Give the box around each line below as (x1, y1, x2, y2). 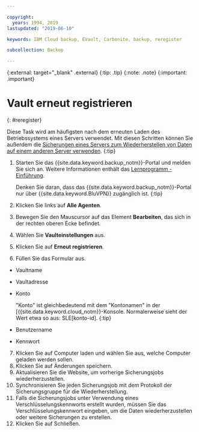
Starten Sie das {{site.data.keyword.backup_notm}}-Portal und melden (15, 159, 191, 167)
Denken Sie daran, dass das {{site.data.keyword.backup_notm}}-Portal (15, 183, 192, 191)
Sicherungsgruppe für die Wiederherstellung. (15, 388, 128, 395)
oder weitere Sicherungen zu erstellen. (15, 414, 112, 421)
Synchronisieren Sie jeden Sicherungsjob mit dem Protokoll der (15, 381, 173, 389)
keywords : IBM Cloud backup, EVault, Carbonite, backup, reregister (7, 36, 182, 42)
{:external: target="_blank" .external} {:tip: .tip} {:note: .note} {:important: (7, 69, 188, 76)
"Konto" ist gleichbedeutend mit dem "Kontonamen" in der (15, 302, 161, 309)
